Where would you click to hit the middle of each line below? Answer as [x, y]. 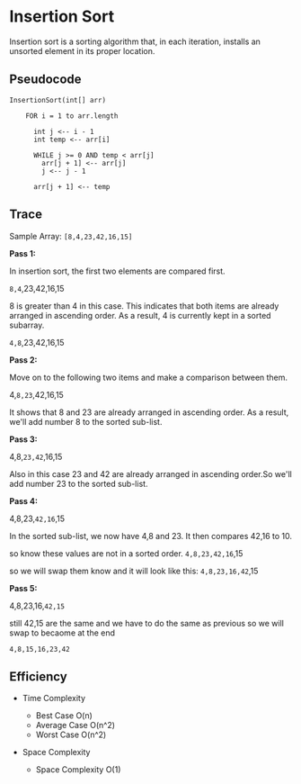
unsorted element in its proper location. [82, 50]
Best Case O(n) [64, 716]
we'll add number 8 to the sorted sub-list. [86, 421]
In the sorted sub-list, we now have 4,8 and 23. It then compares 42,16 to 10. [150, 536]
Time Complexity [54, 698]
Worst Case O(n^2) [71, 734]
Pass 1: [22, 253]
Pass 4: [24, 500]
